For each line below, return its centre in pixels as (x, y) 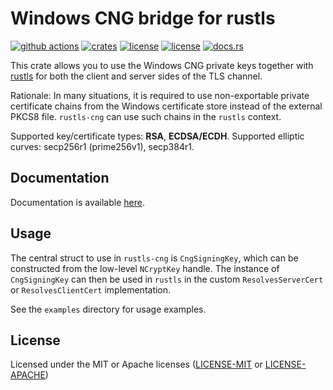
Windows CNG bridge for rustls (143, 18)
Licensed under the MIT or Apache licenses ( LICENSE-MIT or (136, 364)
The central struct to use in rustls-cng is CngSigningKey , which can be (154, 258)
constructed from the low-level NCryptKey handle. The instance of (145, 268)
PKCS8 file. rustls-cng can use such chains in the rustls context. (146, 116)
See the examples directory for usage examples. (108, 309)
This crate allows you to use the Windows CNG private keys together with (162, 65)
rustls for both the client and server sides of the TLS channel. (136, 76)
